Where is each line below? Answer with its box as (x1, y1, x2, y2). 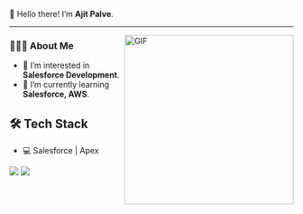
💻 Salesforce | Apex (22, 145, 99, 156)
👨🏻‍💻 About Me (9, 39, 74, 51)
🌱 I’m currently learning (22, 79, 110, 90)
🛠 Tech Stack (9, 116, 88, 131)
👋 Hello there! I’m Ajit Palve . (9, 9, 115, 19)
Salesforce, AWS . (22, 88, 90, 99)
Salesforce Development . (22, 70, 120, 80)
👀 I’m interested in (22, 60, 90, 71)
